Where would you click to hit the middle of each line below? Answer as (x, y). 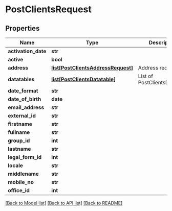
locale (15, 166)
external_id (22, 116)
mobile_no (21, 182)
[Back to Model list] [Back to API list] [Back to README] (64, 203)
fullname (19, 132)
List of (146, 76)
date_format (23, 91)
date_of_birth (25, 99)
